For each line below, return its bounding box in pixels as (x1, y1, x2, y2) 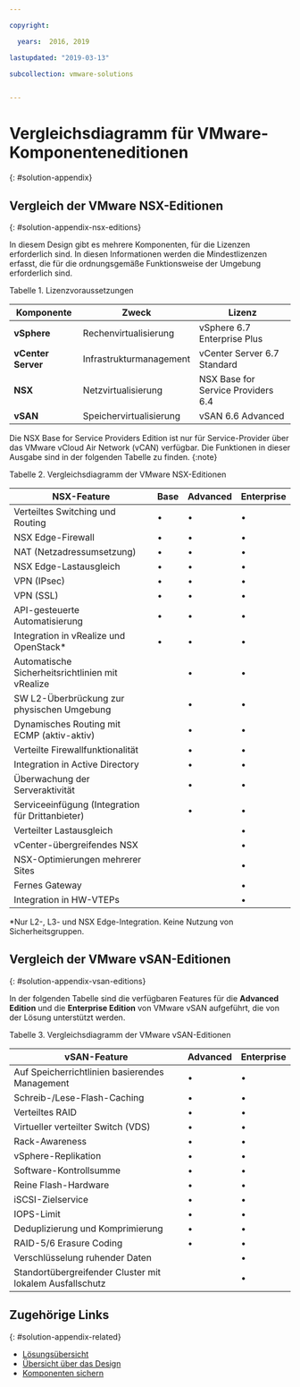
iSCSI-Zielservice (13, 1193, 89, 1205)
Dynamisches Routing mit (13, 718, 121, 730)
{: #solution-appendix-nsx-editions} (9, 222, 142, 233)
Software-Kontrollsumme (13, 1164, 121, 1177)
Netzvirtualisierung (82, 384, 163, 396)
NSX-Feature (52, 490, 111, 502)
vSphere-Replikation (13, 1149, 102, 1162)
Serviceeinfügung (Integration (13, 798, 140, 811)
